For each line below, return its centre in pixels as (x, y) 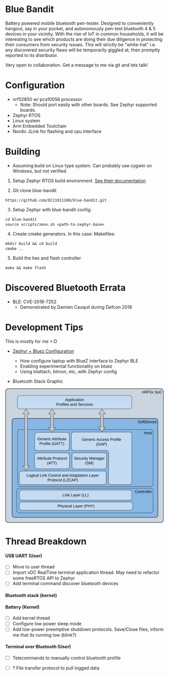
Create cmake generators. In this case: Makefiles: (64, 234)
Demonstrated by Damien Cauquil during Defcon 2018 (76, 307)
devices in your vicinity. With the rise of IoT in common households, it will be (84, 34)
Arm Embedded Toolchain (39, 126)
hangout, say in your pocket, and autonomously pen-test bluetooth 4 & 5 (80, 28)
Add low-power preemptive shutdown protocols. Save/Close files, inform (88, 629)
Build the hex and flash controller (47, 258)
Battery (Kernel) (22, 607)
